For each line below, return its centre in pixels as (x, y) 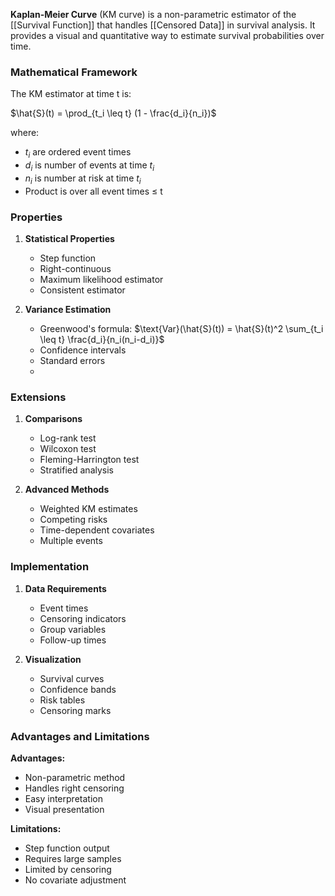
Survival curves (72, 678)
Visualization (53, 659)
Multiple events (71, 541)
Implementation (50, 567)
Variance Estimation (68, 309)
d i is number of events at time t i (89, 166)
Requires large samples (73, 858)
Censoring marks (75, 710)
